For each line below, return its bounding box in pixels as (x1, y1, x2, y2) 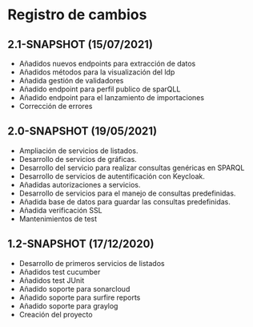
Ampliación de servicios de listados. (18, 146, 139, 155)
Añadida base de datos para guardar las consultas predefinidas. (18, 196, 231, 206)
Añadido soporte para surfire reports (18, 293, 141, 302)
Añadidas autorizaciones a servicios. (18, 180, 141, 189)
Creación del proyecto (18, 309, 93, 319)
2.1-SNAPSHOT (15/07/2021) (7, 38, 154, 51)
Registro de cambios (7, 6, 147, 24)
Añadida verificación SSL (18, 205, 102, 215)
